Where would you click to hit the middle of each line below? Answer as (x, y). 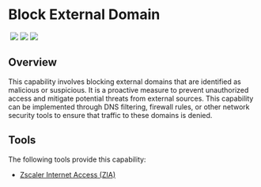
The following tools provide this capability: (77, 159)
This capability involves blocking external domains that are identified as (125, 82)
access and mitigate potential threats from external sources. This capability (131, 98)
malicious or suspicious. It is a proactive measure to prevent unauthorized (129, 90)
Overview (33, 62)
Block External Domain (84, 15)
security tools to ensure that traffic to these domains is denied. (110, 115)
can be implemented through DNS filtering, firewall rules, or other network (129, 107)
